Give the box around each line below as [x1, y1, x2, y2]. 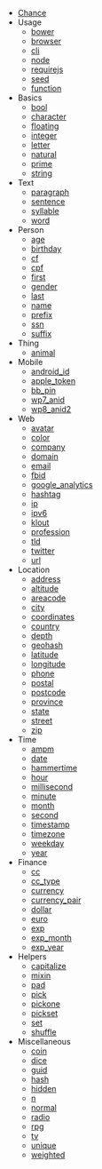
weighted [30, 1149, 66, 1160]
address [30, 574, 61, 584]
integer [30, 131, 58, 140]
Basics [17, 92, 43, 103]
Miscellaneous [17, 1037, 71, 1046]
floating [30, 121, 59, 131]
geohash [30, 640, 64, 650]
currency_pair [30, 895, 82, 905]
